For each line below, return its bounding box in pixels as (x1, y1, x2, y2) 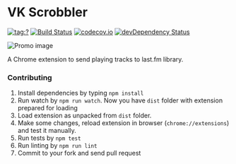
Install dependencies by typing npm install (17, 89, 144, 98)
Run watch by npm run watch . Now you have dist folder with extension (17, 96, 223, 105)
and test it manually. (17, 127, 76, 135)
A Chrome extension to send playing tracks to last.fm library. (7, 54, 184, 64)
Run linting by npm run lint (17, 141, 98, 150)
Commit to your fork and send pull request (17, 149, 141, 158)
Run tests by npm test (17, 134, 81, 142)
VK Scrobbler (7, 4, 88, 20)
